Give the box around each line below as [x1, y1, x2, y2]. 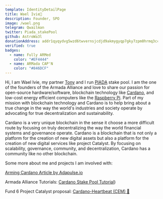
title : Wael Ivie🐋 [5, 12, 42, 17]
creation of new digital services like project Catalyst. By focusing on [5, 141, 141, 146]
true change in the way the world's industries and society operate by [5, 105, 143, 111]
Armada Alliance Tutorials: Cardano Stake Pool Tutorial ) [5, 179, 116, 185]
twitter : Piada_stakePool [5, 30, 57, 35]
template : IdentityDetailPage [5, 7, 66, 12]
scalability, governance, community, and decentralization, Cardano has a [5, 145, 150, 151]
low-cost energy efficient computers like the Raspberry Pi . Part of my [5, 95, 144, 100]
